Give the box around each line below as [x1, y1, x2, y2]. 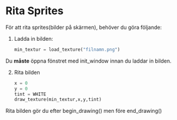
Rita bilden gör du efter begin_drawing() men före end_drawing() [5, 108, 162, 115]
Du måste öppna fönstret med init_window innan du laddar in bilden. [5, 57, 172, 64]
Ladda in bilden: [14, 35, 54, 42]
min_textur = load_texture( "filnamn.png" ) [14, 46, 120, 53]
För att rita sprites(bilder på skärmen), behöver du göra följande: [5, 24, 162, 31]
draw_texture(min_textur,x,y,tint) [14, 96, 102, 103]
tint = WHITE [14, 91, 47, 97]
